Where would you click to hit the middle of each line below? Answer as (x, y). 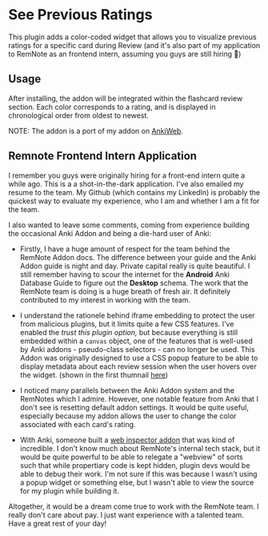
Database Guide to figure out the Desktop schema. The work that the (134, 282)
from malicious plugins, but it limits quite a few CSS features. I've (127, 324)
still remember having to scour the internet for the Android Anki (125, 274)
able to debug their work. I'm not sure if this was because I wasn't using (138, 474)
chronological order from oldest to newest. (79, 115)
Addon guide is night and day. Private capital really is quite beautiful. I (135, 266)
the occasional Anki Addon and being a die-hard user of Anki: (110, 233)
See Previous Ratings (80, 15)
